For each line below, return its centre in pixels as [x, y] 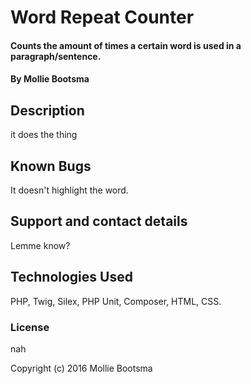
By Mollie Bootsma [50, 79]
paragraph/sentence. [56, 56]
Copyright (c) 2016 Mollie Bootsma [81, 368]
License [30, 327]
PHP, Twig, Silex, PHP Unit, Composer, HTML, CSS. [116, 301]
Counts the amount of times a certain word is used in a [126, 45]
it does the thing [44, 135]
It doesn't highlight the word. [69, 190]
